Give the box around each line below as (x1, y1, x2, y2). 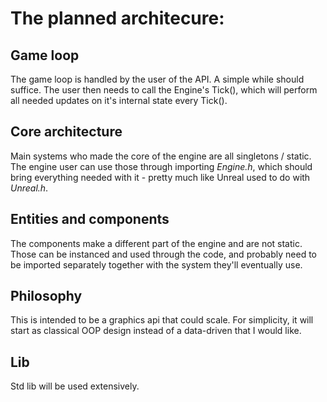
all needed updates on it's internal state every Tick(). (10, 95, 228, 106)
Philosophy (10, 288, 83, 305)
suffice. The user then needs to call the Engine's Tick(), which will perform (10, 84, 318, 96)
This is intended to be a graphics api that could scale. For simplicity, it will (10, 314, 314, 326)
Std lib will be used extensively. (10, 380, 140, 392)
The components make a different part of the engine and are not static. (10, 237, 303, 249)
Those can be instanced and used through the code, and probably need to (10, 248, 317, 260)
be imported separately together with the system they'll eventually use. (10, 258, 303, 271)
